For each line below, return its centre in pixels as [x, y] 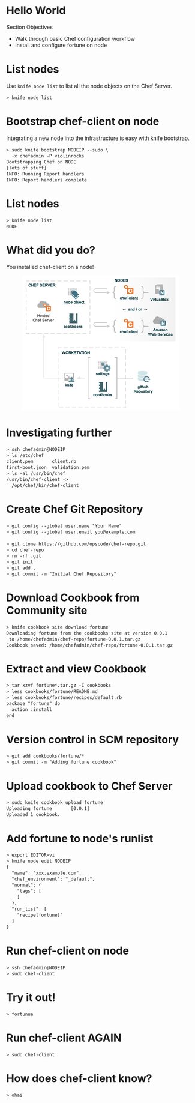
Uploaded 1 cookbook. [33, 815]
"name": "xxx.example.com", [47, 873]
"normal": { [27, 885]
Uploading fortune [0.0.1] [48, 809]
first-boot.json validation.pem [48, 467]
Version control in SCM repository [92, 739]
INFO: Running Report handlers [45, 174]
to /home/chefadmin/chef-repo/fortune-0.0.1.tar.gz [75, 639]
